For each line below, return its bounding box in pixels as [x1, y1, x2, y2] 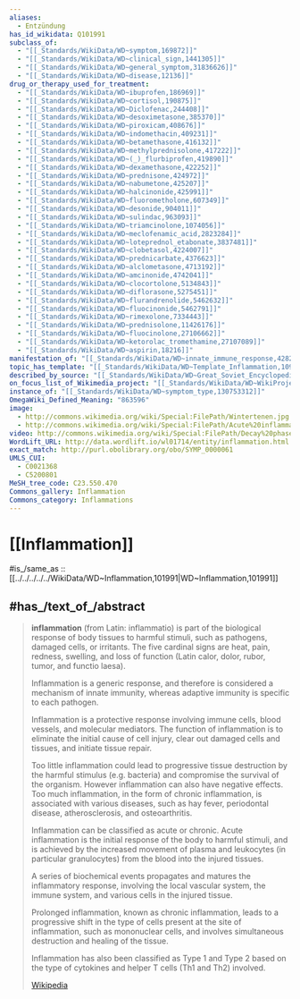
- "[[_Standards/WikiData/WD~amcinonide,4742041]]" [17, 271, 214, 280]
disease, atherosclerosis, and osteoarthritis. [30, 808, 193, 818]
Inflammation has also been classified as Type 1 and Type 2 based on [30, 953, 287, 964]
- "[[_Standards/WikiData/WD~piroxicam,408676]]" [17, 122, 205, 131]
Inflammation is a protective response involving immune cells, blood [30, 715, 281, 725]
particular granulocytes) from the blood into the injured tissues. [30, 853, 264, 864]
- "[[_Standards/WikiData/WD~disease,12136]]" [17, 72, 194, 80]
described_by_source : [9, 370, 90, 380]
